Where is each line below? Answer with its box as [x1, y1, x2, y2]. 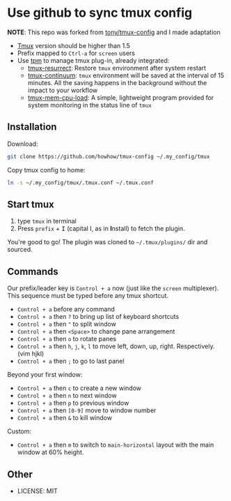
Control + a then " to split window [17, 320, 117, 329]
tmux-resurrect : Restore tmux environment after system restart [27, 63, 207, 72]
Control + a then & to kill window [17, 414, 113, 422]
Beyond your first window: [7, 371, 83, 379]
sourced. [7, 246, 33, 254]
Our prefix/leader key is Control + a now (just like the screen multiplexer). [7, 284, 219, 292]
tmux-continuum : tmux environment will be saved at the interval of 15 [27, 71, 225, 80]
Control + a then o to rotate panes [17, 335, 117, 343]
